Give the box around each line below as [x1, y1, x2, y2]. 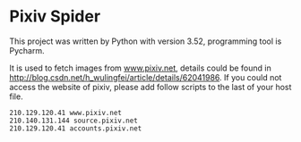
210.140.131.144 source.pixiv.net [9, 116, 139, 125]
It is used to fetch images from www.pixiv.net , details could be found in [9, 63, 271, 73]
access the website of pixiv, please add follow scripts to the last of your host [9, 81, 292, 92]
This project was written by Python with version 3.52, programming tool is [9, 36, 282, 46]
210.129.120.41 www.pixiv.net [9, 108, 123, 117]
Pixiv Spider [9, 6, 101, 27]
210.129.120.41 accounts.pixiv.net [9, 123, 142, 133]
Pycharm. [9, 45, 45, 55]
